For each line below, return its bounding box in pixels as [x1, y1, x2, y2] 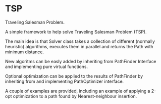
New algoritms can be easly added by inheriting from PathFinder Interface [5, 58, 157, 64]
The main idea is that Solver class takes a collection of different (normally [5, 38, 155, 44]
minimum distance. [5, 49, 44, 55]
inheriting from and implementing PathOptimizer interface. [5, 78, 124, 84]
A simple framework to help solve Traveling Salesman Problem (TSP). [5, 29, 147, 35]
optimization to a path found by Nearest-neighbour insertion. [13, 93, 137, 99]
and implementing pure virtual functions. [5, 64, 88, 69]
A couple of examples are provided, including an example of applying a [5, 88, 150, 94]
